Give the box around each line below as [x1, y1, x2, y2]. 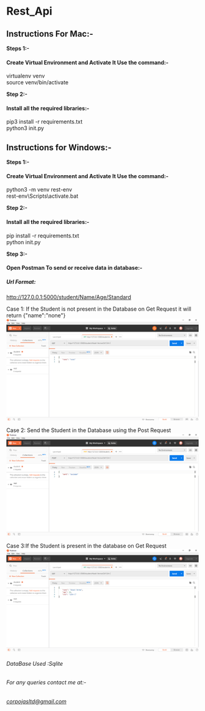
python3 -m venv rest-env [6, 186, 73, 193]
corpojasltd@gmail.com [6, 698, 67, 705]
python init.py [6, 238, 41, 245]
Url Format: [6, 278, 36, 285]
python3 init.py [6, 125, 45, 132]
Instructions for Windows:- [6, 142, 112, 153]
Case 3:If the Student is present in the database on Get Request [6, 542, 167, 550]
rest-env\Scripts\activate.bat [6, 192, 79, 200]
